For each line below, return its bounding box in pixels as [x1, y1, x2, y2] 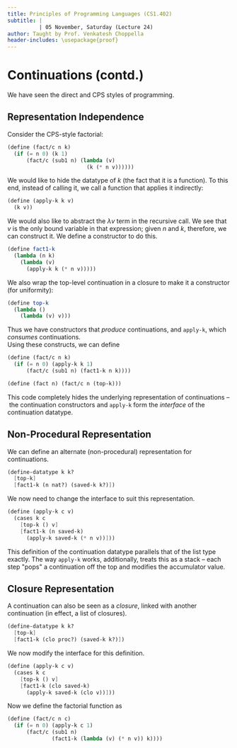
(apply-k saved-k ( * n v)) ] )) [25, 534, 115, 542]
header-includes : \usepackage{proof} [7, 37, 119, 44]
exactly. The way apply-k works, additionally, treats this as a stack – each [7, 555, 221, 563]
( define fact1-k [7, 246, 55, 253]
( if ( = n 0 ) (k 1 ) [13, 150, 69, 157]
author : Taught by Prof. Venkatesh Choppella [7, 30, 144, 38]
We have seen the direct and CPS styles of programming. [7, 91, 175, 99]
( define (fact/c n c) [7, 715, 71, 722]
